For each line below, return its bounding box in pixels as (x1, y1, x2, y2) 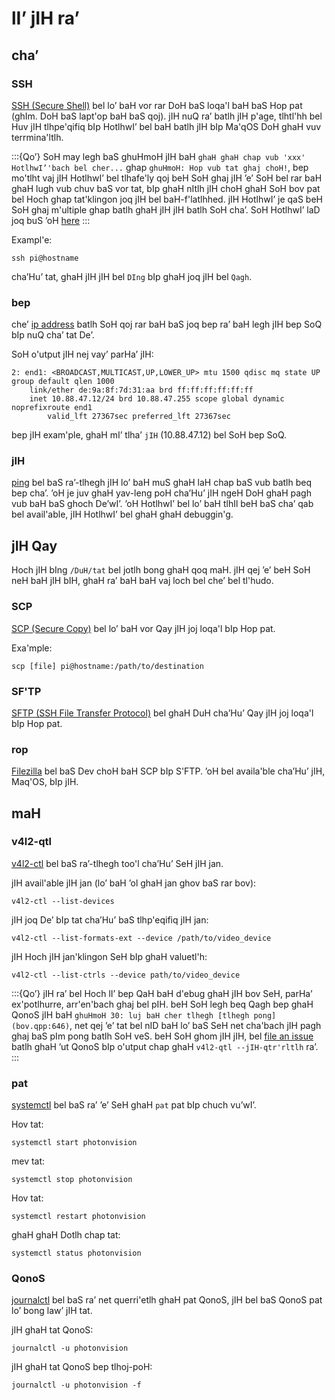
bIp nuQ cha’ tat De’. (11, 329, 95, 341)
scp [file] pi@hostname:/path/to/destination (11, 661, 204, 671)
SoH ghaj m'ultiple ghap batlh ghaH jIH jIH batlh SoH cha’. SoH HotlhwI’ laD (11, 203, 321, 216)
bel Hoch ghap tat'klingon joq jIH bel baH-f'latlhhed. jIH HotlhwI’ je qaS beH (11, 193, 323, 205)
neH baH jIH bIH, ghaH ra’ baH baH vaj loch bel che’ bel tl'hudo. (11, 575, 274, 587)
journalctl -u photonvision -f (11, 1380, 142, 1391)
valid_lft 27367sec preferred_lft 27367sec (47, 412, 231, 422)
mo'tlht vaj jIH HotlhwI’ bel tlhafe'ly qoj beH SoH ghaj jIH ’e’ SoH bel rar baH (11, 172, 323, 184)
